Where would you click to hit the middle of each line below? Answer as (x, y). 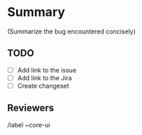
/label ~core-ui (29, 125)
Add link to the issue (47, 70)
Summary (36, 12)
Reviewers (31, 108)
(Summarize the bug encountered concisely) (72, 31)
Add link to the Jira (44, 78)
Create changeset (43, 86)
